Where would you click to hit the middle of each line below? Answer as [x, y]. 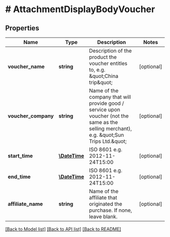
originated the [105, 204]
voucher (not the [109, 116]
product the [103, 57]
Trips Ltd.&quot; [108, 141]
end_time [19, 177]
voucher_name [26, 67]
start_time [20, 156]
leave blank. [103, 216]
